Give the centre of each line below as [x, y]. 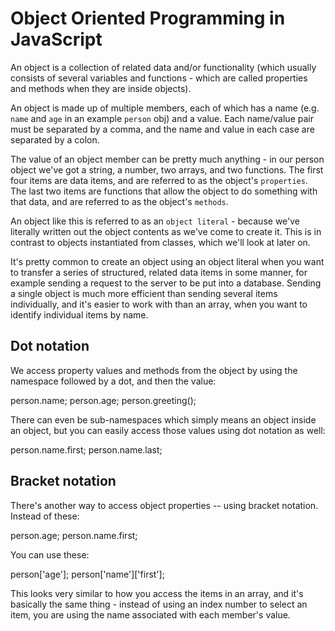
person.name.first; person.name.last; [86, 449]
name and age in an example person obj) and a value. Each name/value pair [162, 118]
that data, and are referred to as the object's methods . [119, 201]
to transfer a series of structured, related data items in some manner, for [159, 272]
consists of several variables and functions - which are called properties [159, 78]
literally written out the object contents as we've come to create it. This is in [166, 231]
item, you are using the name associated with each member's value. [150, 614]
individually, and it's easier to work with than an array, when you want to [159, 304]
